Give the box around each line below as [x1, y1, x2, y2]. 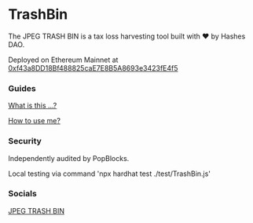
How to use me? [8, 116, 61, 126]
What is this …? [8, 101, 57, 111]
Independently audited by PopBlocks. [8, 153, 130, 163]
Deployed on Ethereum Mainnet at [8, 55, 119, 64]
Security [8, 136, 42, 147]
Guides [8, 82, 37, 93]
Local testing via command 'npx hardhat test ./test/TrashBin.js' [8, 169, 211, 178]
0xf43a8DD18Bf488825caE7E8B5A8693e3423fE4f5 [8, 63, 178, 72]
